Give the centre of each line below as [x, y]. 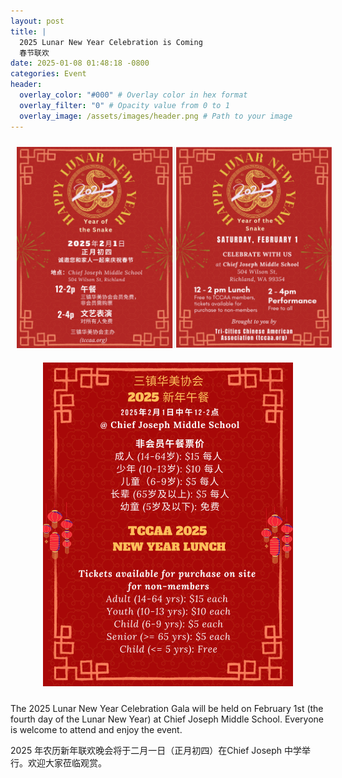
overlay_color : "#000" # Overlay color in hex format [133, 95]
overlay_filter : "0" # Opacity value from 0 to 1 [124, 105]
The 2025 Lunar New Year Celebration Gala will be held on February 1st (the [167, 709]
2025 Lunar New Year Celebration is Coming [111, 42]
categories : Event [48, 74]
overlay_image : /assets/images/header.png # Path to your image [156, 116]
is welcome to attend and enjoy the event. [96, 730]
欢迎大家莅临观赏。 [67, 763]
